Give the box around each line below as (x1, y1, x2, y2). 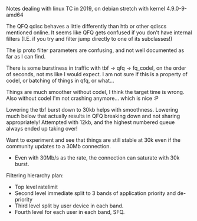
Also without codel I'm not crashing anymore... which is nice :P (6, 95, 159, 102)
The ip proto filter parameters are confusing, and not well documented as (6, 47, 185, 54)
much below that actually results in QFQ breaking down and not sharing (6, 112, 180, 119)
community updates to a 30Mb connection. (6, 143, 111, 149)
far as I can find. (6, 53, 46, 60)
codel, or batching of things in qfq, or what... (6, 77, 114, 84)
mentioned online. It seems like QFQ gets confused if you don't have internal (6, 29, 192, 36)
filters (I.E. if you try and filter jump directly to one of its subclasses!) (6, 35, 173, 42)
